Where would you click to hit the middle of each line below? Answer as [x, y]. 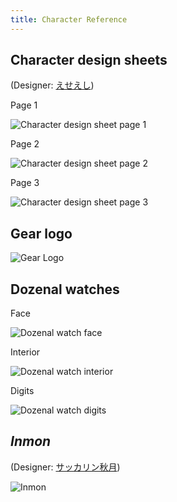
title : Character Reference [69, 19]
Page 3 [25, 183]
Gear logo [41, 233]
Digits [22, 391]
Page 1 [24, 105]
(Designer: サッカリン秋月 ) [65, 467]
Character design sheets [89, 60]
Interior [25, 352]
